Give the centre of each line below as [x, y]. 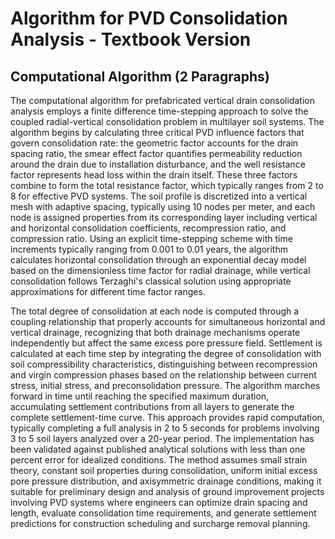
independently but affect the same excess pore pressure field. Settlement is [166, 343]
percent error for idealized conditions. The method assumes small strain [159, 460]
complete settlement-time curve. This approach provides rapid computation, [167, 417]
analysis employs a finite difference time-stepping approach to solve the [159, 111]
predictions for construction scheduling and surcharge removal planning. [160, 523]
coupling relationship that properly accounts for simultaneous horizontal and [168, 321]
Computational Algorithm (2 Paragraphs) [140, 76]
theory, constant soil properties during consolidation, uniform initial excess [164, 470]
